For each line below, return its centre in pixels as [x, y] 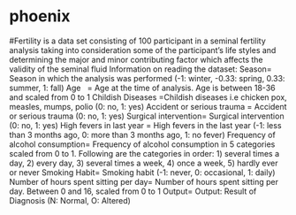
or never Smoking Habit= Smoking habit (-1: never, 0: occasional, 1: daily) [142, 172]
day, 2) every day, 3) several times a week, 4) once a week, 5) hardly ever [144, 163]
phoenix [40, 16]
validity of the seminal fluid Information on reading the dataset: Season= [140, 69]
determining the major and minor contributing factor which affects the [136, 59]
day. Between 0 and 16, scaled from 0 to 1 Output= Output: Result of [133, 191]
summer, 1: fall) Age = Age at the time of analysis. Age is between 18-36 [142, 88]
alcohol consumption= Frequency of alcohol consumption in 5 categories [142, 144]
